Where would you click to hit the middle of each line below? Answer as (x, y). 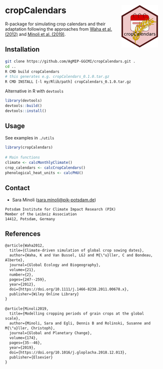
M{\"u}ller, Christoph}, (30, 328)
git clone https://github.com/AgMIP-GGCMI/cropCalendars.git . (70, 61)
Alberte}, (15, 260)
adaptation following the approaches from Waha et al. (59, 29)
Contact (17, 188)
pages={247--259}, (28, 280)
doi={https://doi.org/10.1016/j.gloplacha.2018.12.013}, (68, 352)
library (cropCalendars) (29, 147)
